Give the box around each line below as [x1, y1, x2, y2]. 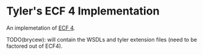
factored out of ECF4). [6, 42, 63, 50]
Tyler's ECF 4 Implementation [6, 4, 160, 18]
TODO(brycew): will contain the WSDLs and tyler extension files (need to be [6, 36, 198, 43]
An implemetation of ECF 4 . [6, 24, 76, 31]
